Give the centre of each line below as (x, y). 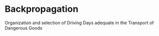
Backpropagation (42, 9)
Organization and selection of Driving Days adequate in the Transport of (79, 23)
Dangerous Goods (24, 28)
